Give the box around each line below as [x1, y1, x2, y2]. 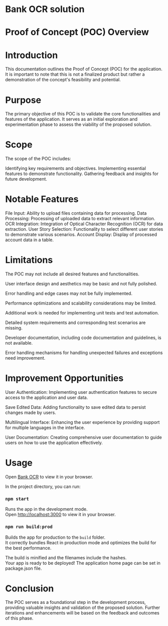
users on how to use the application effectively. [5, 440, 103, 445]
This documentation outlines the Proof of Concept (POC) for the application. [5, 66, 163, 72]
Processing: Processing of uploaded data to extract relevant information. [5, 216, 155, 222]
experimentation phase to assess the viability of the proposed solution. [5, 121, 152, 127]
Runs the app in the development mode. [5, 506, 88, 512]
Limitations [5, 254, 53, 266]
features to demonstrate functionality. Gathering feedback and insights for [5, 171, 159, 177]
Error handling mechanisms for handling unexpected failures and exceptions [5, 350, 163, 356]
